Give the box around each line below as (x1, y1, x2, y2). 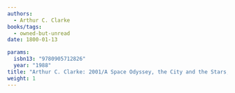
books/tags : (7, 23, 42, 30)
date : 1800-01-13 (7, 36, 58, 43)
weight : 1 (7, 75, 36, 82)
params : (7, 49, 30, 56)
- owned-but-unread (13, 29, 71, 37)
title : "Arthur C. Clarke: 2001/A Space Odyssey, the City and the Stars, (7, 68, 230, 76)
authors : (7, 10, 33, 17)
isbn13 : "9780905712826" (13, 55, 86, 63)
